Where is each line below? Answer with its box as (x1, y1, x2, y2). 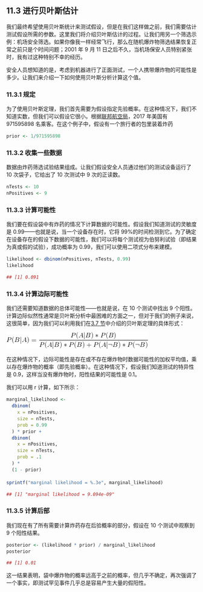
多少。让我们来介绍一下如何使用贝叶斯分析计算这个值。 (6, 73, 144, 81)
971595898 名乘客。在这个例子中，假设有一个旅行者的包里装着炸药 (6, 120, 173, 128)
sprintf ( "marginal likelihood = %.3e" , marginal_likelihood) (6, 479, 164, 485)
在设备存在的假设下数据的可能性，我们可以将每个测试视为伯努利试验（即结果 (6, 235, 197, 243)
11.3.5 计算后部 (6, 507, 50, 515)
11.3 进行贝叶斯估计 (6, 5, 79, 16)
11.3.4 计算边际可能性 (6, 289, 69, 298)
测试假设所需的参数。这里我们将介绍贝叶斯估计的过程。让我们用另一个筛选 (6, 30, 192, 38)
